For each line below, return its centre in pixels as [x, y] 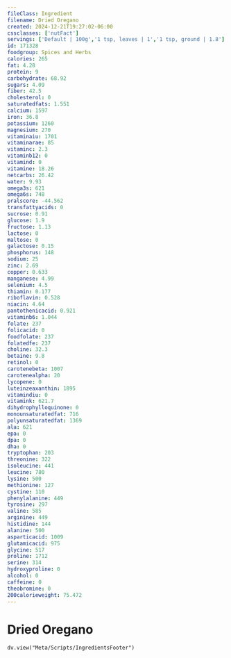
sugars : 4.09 [26, 85]
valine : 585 [24, 511]
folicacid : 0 [26, 330]
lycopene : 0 [24, 382]
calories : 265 [28, 59]
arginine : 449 [28, 518]
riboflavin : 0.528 [34, 298]
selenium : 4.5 [28, 285]
